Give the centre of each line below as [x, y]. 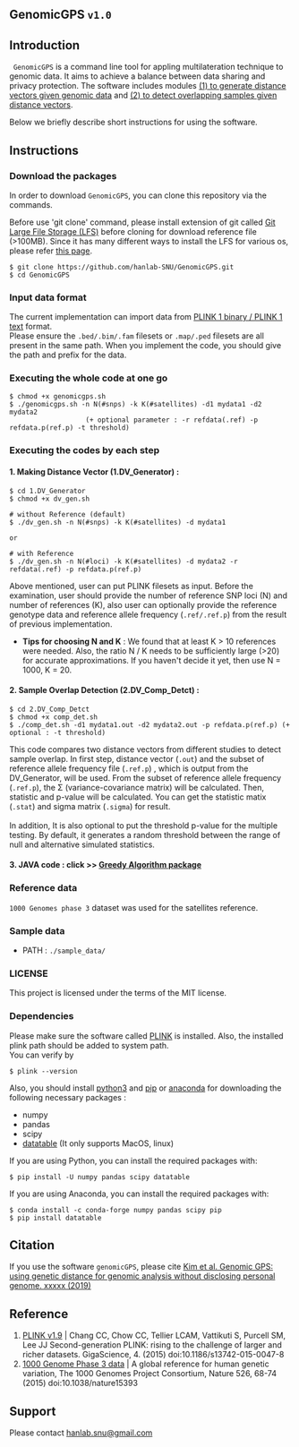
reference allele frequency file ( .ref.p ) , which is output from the [129, 768]
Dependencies [42, 1016]
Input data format [48, 297]
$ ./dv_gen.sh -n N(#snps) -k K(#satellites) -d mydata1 [118, 522]
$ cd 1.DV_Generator [48, 491]
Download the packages [63, 176]
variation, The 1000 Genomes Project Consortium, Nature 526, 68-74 [149, 1374]
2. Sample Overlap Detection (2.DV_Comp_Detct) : [104, 690]
